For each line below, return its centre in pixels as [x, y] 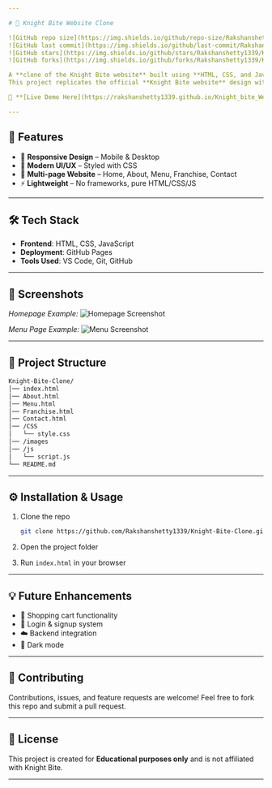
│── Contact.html [38, 419]
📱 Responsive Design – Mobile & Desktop [90, 157]
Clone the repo [45, 517]
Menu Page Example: [44, 329]
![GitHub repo [32, 37]
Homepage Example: [43, 314]
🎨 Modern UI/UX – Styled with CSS [79, 165]
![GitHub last [32, 45]
